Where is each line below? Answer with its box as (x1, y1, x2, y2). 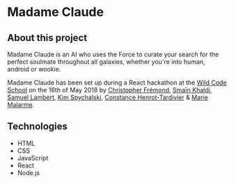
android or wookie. (7, 65, 61, 73)
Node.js (17, 168, 40, 177)
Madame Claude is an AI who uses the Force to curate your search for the (7, 50, 219, 58)
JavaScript (17, 153, 49, 162)
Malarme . (7, 101, 35, 108)
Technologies (7, 121, 68, 133)
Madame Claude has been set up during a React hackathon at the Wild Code (7, 78, 227, 87)
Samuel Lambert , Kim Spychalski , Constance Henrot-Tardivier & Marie (7, 93, 208, 101)
